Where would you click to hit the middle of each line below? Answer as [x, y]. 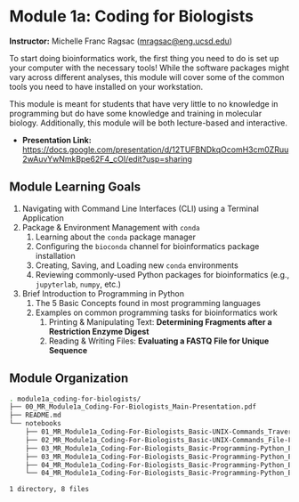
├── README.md [36, 416]
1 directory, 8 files [49, 490]
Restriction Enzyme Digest [99, 331]
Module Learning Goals [75, 187]
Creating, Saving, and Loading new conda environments [137, 265]
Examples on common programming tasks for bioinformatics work [156, 312]
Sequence [68, 350]
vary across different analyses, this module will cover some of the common [147, 77]
